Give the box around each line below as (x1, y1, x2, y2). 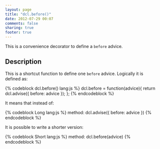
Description (5, 57, 42, 66)
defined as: (5, 75, 28, 81)
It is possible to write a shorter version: (5, 124, 84, 130)
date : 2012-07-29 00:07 (5, 16, 54, 21)
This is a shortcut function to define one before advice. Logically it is (5, 71, 143, 76)
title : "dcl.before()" (5, 12, 51, 17)
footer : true (5, 30, 32, 35)
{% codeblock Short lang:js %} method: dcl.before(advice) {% (5, 133, 131, 140)
